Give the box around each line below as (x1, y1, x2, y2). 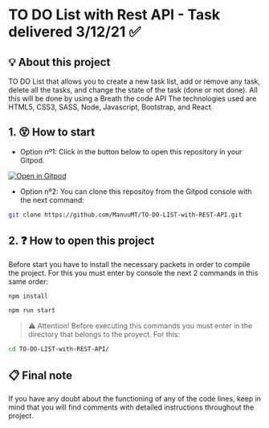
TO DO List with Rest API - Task (8, 6, 221, 24)
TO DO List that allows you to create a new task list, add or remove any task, (8, 76, 261, 86)
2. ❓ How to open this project (8, 234, 155, 248)
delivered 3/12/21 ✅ (8, 23, 141, 41)
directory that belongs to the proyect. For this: (27, 330, 181, 340)
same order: (8, 276, 49, 286)
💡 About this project (8, 55, 111, 69)
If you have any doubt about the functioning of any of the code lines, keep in (8, 393, 262, 403)
